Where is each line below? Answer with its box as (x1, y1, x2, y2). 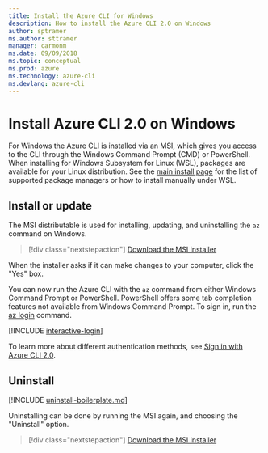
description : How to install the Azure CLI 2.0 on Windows (8, 19, 211, 28)
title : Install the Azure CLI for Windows (8, 11, 153, 20)
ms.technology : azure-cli (8, 72, 95, 80)
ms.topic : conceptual (8, 57, 82, 66)
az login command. (8, 311, 73, 320)
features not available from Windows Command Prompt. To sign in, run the (8, 302, 257, 311)
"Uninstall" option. (8, 420, 69, 430)
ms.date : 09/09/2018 (8, 49, 78, 57)
